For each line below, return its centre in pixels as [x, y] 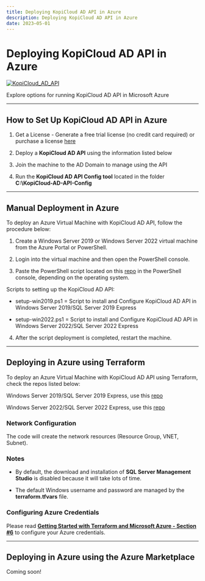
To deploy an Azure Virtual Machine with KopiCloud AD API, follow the [95, 223]
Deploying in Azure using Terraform [76, 362]
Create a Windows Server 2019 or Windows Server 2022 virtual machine [106, 241]
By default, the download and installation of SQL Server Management [103, 472]
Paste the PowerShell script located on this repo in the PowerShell [98, 271]
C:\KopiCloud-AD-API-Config [53, 183]
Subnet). [17, 443]
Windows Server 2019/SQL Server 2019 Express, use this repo [85, 395]
